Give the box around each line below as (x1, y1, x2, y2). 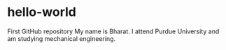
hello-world (7, 4, 77, 20)
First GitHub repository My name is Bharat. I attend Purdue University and (7, 27, 220, 35)
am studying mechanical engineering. (7, 34, 116, 42)
